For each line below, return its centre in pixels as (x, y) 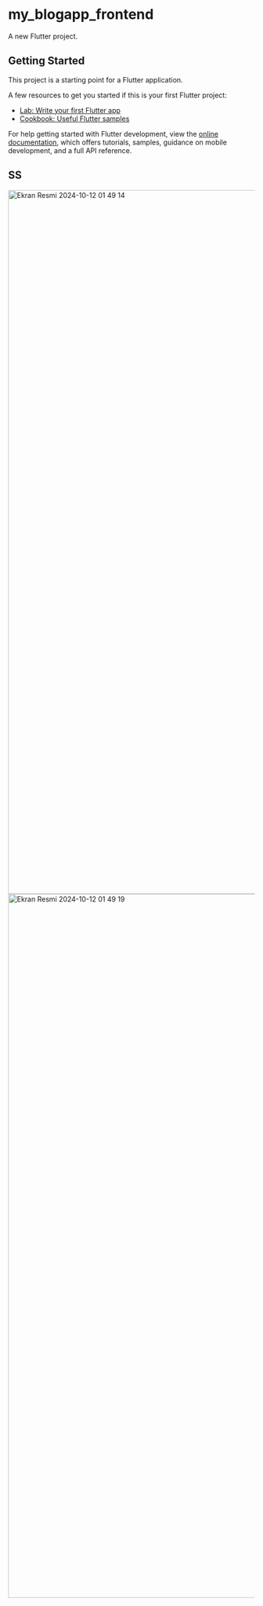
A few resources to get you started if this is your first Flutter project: (117, 95)
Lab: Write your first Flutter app (70, 110)
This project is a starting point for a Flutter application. (95, 79)
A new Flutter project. (43, 36)
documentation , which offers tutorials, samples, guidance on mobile (117, 142)
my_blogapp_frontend (81, 15)
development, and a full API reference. (70, 150)
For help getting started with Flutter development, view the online (113, 134)
